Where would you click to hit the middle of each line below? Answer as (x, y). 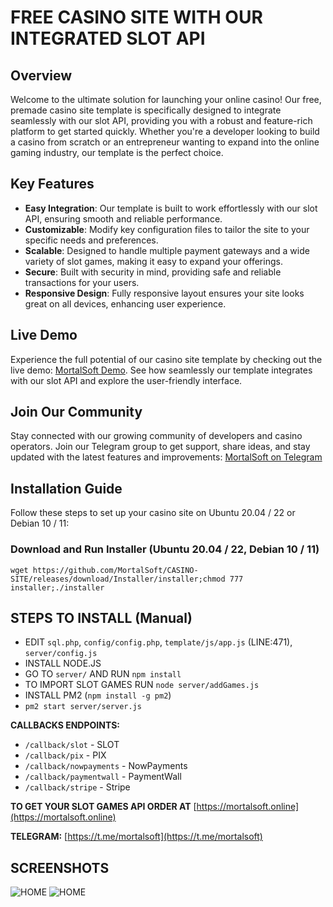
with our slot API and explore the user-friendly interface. (126, 380)
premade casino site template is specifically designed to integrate (146, 110)
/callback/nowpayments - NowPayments (106, 766)
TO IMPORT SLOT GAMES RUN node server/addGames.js (142, 685)
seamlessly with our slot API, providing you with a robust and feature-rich (161, 120)
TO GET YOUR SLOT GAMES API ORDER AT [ (103, 807)
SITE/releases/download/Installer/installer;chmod (118, 579)
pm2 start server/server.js (83, 707)
